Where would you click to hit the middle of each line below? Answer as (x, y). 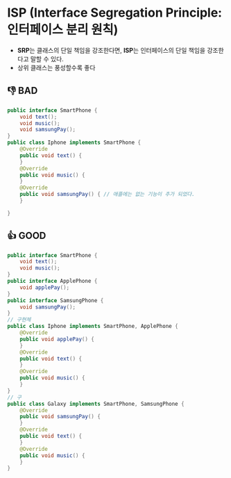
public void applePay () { (57, 339)
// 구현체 (19, 320)
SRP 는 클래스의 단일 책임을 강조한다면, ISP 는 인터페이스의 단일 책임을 (111, 50)
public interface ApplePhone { (52, 281)
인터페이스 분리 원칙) (63, 30)
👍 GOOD (27, 236)
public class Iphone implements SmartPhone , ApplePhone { (93, 327)
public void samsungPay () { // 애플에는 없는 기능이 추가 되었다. (108, 195)
